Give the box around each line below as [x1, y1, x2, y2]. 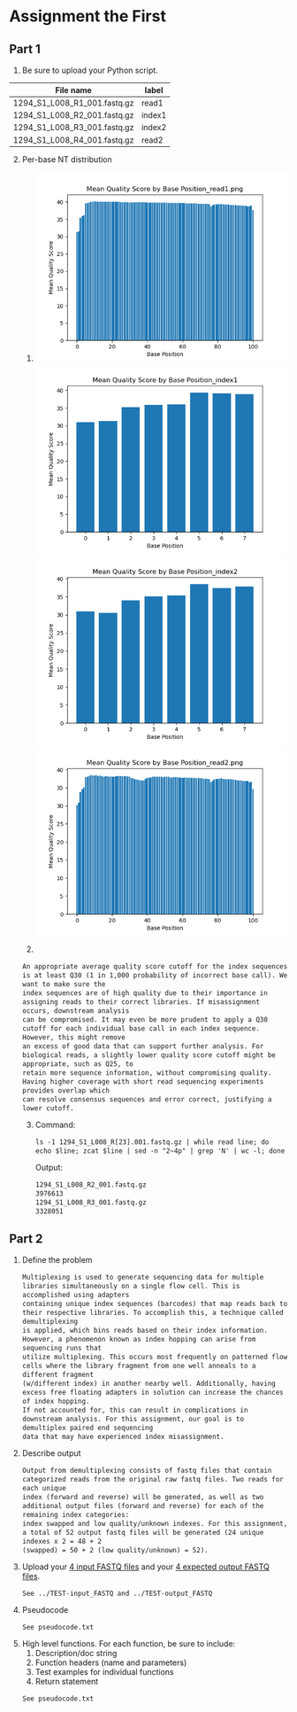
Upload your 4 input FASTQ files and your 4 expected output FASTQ [21, 1561, 270, 1572]
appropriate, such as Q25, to [21, 1060, 134, 1069]
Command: [34, 1119, 76, 1131]
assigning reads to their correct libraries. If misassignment [21, 998, 261, 1007]
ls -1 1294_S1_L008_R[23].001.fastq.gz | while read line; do [34, 1138, 270, 1147]
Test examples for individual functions [34, 1667, 174, 1677]
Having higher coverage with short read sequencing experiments [21, 1078, 264, 1086]
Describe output [21, 1448, 81, 1459]
